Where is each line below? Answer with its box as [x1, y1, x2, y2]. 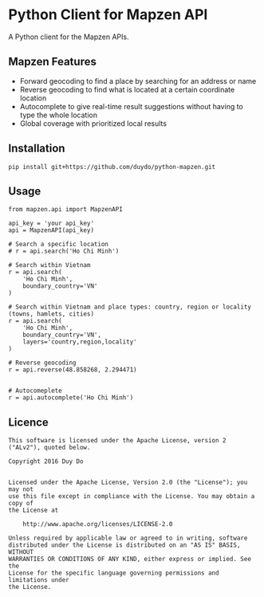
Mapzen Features [8, 55, 97, 69]
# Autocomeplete [8, 387, 62, 395]
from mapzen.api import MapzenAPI [8, 206, 124, 214]
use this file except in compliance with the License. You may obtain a [8, 493, 255, 501]
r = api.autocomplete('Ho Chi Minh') [8, 394, 134, 402]
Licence [8, 415, 49, 429]
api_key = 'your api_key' [8, 219, 94, 228]
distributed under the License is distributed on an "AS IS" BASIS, [8, 541, 241, 549]
